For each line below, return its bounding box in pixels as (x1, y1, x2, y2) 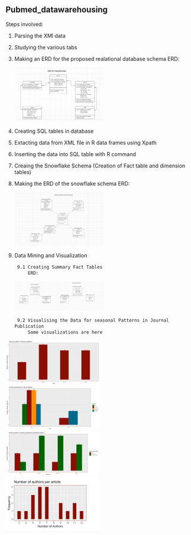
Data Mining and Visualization (14, 252, 87, 259)
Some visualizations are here (27, 329, 103, 335)
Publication (14, 324, 44, 329)
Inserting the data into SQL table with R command (14, 150, 136, 157)
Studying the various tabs (14, 43, 78, 51)
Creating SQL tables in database (14, 127, 94, 135)
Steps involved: (5, 20, 43, 27)
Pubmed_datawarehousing (5, 5, 108, 15)
